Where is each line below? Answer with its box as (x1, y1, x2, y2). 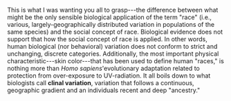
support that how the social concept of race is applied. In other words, (7, 35, 207, 43)
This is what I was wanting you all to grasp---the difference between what (7, 6, 219, 14)
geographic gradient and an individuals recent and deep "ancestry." (7, 86, 201, 94)
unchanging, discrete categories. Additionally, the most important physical (7, 49, 219, 58)
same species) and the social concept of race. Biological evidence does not (7, 27, 223, 36)
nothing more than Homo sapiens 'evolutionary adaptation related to (7, 65, 201, 72)
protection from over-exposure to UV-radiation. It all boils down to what (7, 71, 211, 80)
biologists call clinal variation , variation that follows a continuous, (7, 79, 195, 87)
